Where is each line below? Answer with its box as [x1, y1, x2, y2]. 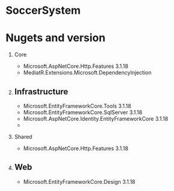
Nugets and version [5, 31, 106, 45]
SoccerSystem [5, 4, 81, 17]
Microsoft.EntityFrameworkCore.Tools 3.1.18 [23, 102, 131, 109]
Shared [14, 133, 32, 140]
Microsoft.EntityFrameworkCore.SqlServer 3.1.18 [23, 109, 142, 116]
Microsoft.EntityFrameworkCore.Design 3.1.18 [23, 178, 136, 185]
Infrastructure [14, 86, 68, 97]
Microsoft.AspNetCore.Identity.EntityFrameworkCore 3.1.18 [23, 115, 169, 122]
